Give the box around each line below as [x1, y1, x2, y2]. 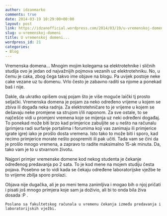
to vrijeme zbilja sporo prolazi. [5, 172, 67, 178]
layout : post [5, 21, 32, 26]
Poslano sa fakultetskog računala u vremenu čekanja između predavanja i [5, 202, 162, 207]
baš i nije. [5, 84, 25, 90]
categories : [5, 44, 30, 49]
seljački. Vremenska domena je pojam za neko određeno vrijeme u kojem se [5, 99, 161, 105]
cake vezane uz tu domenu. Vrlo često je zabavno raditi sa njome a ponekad [5, 78, 162, 85]
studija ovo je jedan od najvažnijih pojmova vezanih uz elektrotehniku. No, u [5, 68, 161, 74]
